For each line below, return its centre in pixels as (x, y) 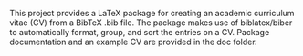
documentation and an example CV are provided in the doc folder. (133, 42)
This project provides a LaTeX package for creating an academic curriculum (152, 13)
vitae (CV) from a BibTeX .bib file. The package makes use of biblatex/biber (151, 23)
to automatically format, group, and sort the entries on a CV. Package (140, 32)
